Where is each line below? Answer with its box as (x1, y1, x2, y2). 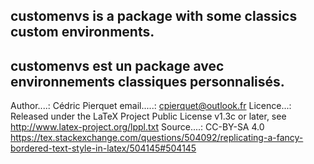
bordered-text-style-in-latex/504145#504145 (10, 142, 197, 154)
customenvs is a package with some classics (10, 8, 298, 25)
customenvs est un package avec (10, 57, 225, 74)
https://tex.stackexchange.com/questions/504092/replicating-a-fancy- (10, 132, 304, 144)
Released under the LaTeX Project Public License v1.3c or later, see (10, 110, 287, 123)
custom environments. (10, 24, 155, 41)
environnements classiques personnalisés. (10, 73, 285, 90)
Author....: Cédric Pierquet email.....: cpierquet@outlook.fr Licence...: (10, 100, 292, 112)
